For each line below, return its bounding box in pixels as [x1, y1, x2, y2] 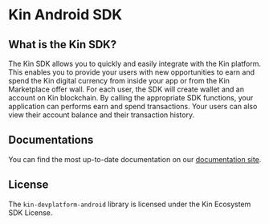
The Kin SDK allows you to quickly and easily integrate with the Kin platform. [8, 59, 262, 68]
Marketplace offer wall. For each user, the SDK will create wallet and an [8, 84, 245, 94]
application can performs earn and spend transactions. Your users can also [8, 102, 258, 111]
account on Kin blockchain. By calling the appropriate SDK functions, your [8, 93, 254, 102]
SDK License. [8, 207, 53, 218]
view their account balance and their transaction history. [8, 110, 195, 120]
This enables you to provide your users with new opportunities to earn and [8, 67, 255, 77]
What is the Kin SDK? [8, 38, 117, 51]
